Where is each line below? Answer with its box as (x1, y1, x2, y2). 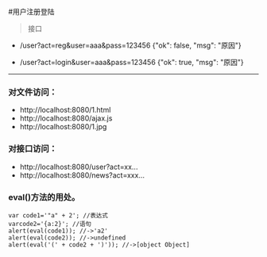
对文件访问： (8, 86, 58, 98)
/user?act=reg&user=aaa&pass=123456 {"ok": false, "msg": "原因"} (19, 40, 242, 50)
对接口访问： (8, 144, 58, 155)
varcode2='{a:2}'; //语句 (8, 220, 91, 228)
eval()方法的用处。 (8, 191, 80, 202)
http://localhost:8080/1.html (19, 105, 111, 115)
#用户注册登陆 (8, 7, 55, 16)
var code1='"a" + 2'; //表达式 (8, 211, 109, 220)
